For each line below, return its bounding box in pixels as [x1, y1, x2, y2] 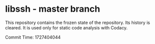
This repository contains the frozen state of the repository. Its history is [5, 20, 150, 25]
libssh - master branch [5, 3, 101, 15]
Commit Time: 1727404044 [5, 34, 61, 40]
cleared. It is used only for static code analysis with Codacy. [5, 24, 128, 30]
